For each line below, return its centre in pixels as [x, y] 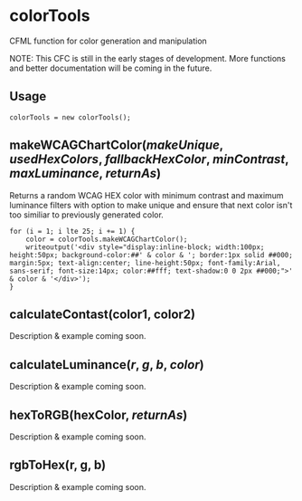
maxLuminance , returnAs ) [85, 173]
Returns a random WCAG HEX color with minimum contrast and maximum [146, 195]
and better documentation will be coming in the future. [111, 68]
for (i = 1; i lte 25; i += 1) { [72, 231]
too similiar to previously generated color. [87, 215]
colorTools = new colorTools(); [70, 117]
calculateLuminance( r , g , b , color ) [107, 365]
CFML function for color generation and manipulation [109, 41]
